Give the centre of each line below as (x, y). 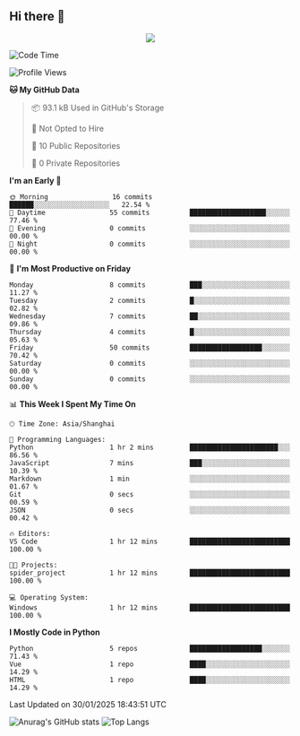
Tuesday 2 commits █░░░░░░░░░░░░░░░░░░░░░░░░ (150, 300)
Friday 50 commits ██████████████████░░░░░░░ (150, 347)
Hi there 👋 (37, 17)
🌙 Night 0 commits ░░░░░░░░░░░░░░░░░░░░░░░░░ (150, 244)
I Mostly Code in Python (55, 632)
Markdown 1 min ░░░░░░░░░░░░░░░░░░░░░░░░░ (150, 479)
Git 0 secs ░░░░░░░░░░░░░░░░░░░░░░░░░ (150, 494)
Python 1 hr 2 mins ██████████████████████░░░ (150, 447)
